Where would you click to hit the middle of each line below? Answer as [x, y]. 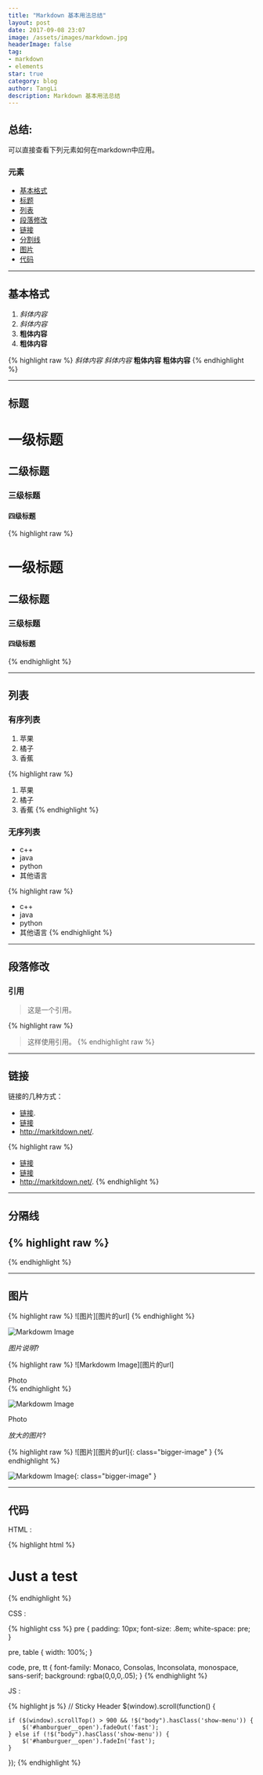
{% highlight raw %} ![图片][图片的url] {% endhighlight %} [102, 1317]
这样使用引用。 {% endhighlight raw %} [91, 1042]
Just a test [43, 1577]
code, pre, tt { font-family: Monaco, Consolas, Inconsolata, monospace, [123, 1667]
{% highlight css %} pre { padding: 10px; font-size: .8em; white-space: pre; [129, 1629]
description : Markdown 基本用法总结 [64, 96]
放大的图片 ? [27, 1435]
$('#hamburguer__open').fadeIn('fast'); [89, 1741]
